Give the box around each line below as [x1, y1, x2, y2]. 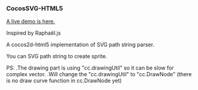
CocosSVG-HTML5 [6, 4, 63, 13]
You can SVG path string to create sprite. [6, 53, 107, 60]
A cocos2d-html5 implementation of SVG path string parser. [6, 41, 155, 49]
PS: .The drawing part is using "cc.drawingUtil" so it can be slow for [6, 64, 174, 71]
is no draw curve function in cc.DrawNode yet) [6, 77, 122, 85]
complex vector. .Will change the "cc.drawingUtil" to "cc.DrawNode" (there [6, 71, 192, 78]
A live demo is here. [6, 18, 55, 25]
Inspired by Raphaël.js [6, 29, 61, 37]
